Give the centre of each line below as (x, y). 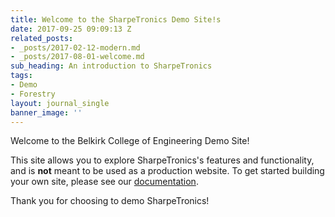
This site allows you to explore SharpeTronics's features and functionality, (162, 160)
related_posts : (42, 38)
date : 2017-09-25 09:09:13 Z (71, 29)
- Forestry (33, 94)
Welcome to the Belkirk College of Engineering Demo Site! (130, 141)
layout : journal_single (60, 103)
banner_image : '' (46, 112)
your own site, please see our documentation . (104, 182)
